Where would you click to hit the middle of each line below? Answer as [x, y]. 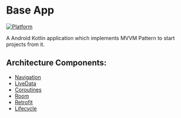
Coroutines [28, 90]
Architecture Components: [57, 63]
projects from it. [26, 44]
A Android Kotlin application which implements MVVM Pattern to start [90, 38]
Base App [30, 10]
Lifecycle [26, 108]
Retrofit [24, 102]
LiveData [25, 83]
